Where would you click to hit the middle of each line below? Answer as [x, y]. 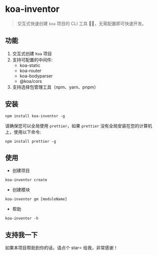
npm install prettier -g [31, 141]
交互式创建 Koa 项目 [32, 54]
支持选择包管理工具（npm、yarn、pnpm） [55, 87]
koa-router [31, 70]
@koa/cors [31, 81]
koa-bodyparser [36, 76]
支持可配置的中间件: [32, 60]
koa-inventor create [26, 180]
